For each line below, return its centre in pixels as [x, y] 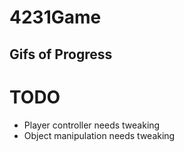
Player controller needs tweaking [92, 125]
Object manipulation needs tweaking [99, 135]
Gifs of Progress [61, 54]
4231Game [55, 17]
